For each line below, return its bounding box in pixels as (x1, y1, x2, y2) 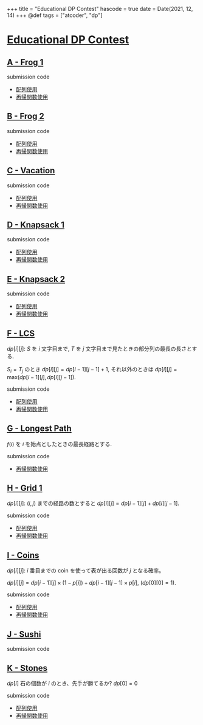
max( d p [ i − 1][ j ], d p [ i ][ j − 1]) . (7, 373, 77, 380)
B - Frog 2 (7, 111, 44, 122)
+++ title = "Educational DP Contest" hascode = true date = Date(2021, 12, (7, 5, 193, 12)
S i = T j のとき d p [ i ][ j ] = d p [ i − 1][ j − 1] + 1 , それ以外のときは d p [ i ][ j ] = (7, 366, 177, 374)
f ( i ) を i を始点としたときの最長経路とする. (7, 440, 112, 447)
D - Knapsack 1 (7, 220, 65, 230)
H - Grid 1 (7, 483, 43, 493)
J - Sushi (7, 629, 41, 639)
